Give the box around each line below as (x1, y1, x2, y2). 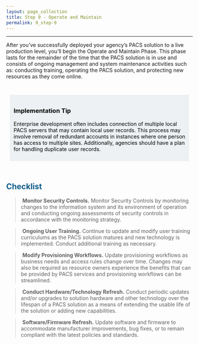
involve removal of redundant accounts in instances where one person (14, 133, 185, 140)
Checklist (6, 181, 43, 192)
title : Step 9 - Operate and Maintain (6, 14, 102, 20)
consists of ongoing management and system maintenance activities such (6, 60, 187, 68)
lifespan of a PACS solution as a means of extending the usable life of (20, 301, 191, 308)
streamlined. (20, 277, 52, 284)
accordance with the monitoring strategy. (20, 216, 121, 223)
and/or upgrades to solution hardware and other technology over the (20, 295, 188, 302)
